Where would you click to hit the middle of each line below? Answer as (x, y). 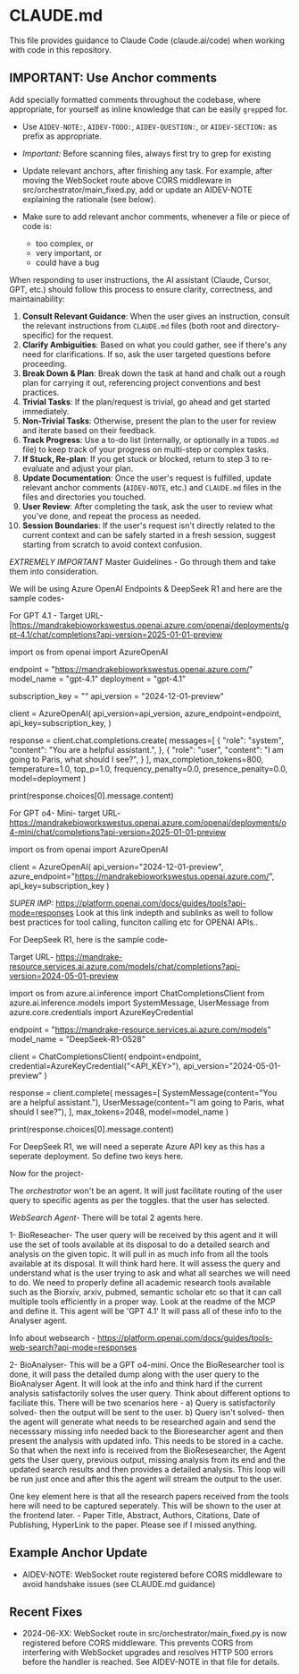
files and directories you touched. (84, 497)
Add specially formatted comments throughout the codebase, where (135, 99)
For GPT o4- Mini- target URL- (65, 813)
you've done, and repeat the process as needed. (112, 516)
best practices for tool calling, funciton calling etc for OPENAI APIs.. (134, 922)
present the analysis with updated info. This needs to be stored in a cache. (146, 1440)
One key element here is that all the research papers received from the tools (149, 1496)
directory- (262, 325)
